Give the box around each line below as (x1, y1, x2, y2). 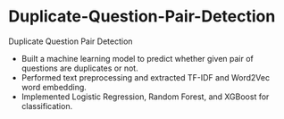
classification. (21, 100, 73, 111)
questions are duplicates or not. (21, 63, 139, 73)
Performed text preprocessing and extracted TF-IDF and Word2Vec (21, 72, 270, 82)
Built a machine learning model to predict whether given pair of (21, 53, 254, 64)
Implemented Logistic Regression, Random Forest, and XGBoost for (21, 91, 270, 102)
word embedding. (21, 81, 87, 92)
